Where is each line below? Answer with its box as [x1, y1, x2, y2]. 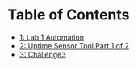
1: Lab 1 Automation [19, 32, 84, 42]
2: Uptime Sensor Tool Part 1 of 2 [19, 40, 130, 50]
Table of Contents [7, 6, 130, 24]
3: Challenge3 [19, 49, 66, 59]
